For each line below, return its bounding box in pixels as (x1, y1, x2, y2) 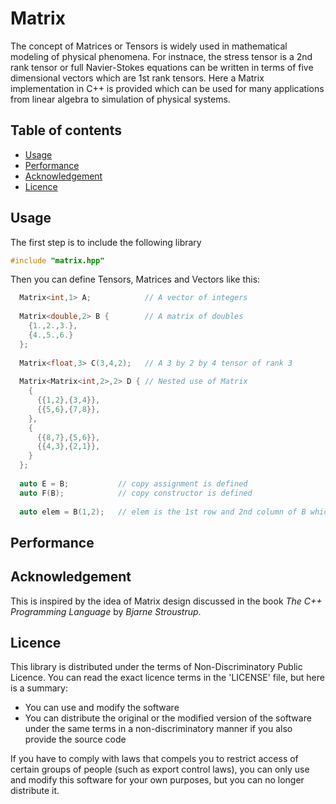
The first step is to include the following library (10, 236, 202, 248)
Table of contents (10, 122, 122, 139)
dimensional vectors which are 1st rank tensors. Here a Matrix (10, 72, 265, 84)
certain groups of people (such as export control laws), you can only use (10, 763, 310, 776)
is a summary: (10, 682, 68, 694)
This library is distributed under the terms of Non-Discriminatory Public (10, 661, 303, 673)
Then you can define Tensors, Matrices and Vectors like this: (10, 273, 261, 286)
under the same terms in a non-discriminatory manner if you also (24, 723, 293, 735)
